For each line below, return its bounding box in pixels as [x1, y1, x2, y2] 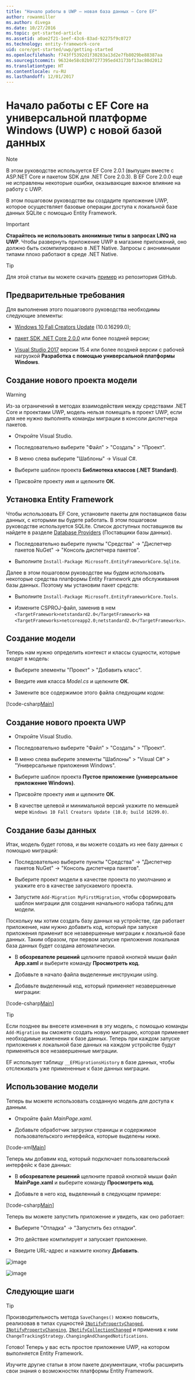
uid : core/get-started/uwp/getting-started [6, 47, 114, 53]
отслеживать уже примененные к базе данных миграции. [6, 1065, 150, 1072]
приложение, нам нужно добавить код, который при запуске [6, 923, 158, 930]
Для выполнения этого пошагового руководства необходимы [6, 305, 160, 313]
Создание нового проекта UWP [6, 717, 126, 727]
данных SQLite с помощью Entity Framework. [6, 209, 118, 216]
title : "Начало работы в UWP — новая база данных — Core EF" [6, 8, 158, 15]
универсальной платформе [6, 112, 147, 125]
